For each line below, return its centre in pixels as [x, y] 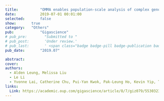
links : [12, 86]
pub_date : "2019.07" [32, 50]
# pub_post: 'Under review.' [41, 41]
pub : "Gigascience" [37, 32]
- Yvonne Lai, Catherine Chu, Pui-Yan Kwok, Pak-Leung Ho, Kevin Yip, [83, 82]
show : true [23, 23]
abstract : [15, 59]
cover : [12, 64]
